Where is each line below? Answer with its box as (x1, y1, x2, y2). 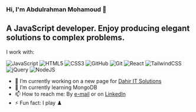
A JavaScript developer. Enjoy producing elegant (6, 24, 190, 34)
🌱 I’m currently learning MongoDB (14, 84, 97, 91)
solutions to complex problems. (6, 32, 125, 43)
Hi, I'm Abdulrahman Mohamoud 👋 (6, 5, 107, 14)
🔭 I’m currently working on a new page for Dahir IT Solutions (14, 77, 162, 84)
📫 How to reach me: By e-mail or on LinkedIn (14, 90, 126, 97)
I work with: (6, 48, 35, 55)
